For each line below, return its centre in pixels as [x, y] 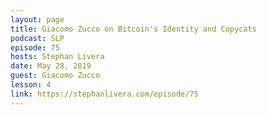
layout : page [37, 19]
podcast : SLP [37, 38]
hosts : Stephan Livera [57, 57]
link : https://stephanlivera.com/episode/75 [104, 94]
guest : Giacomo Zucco [55, 76]
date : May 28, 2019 [51, 66]
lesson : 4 [31, 85]
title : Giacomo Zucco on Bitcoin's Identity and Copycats [133, 29]
